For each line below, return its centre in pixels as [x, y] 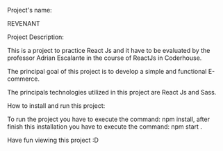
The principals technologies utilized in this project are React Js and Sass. [112, 92]
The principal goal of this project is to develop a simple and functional [107, 71]
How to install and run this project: [56, 106]
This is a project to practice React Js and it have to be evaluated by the [109, 50]
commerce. [24, 79]
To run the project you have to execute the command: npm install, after [109, 119]
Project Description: [36, 37]
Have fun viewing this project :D [53, 140]
